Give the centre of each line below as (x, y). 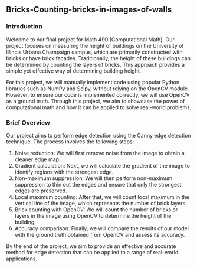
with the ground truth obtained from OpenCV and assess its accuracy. (100, 234)
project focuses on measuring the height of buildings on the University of (95, 45)
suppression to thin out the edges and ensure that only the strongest (98, 184)
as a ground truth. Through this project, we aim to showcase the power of (96, 101)
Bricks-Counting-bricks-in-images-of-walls (89, 10)
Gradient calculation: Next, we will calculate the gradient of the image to (102, 165)
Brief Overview (28, 122)
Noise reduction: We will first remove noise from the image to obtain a (99, 153)
